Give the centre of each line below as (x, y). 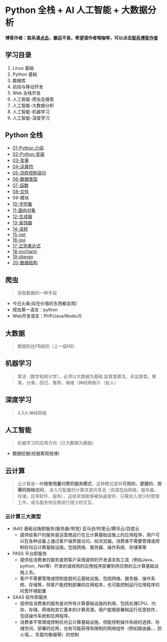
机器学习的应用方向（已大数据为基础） (57, 443)
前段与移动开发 (28, 87)
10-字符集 (22, 204)
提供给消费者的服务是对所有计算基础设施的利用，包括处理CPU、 (86, 603)
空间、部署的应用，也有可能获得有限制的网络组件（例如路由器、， (91, 628)
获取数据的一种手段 (37, 293)
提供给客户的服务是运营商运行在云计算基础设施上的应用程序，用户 (87, 535)
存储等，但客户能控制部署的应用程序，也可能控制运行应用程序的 (94, 585)
